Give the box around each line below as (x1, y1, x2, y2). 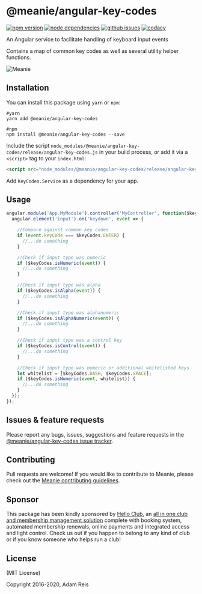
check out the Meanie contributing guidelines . (6, 477, 120, 484)
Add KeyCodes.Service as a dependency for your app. (6, 177, 139, 184)
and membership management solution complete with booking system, (6, 517, 182, 524)
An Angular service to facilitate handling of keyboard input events (6, 35, 168, 43)
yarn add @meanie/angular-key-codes (6, 115, 98, 121)
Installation (6, 83, 49, 93)
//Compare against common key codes (17, 227, 109, 233)
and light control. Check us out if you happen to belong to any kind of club (6, 530, 191, 537)
